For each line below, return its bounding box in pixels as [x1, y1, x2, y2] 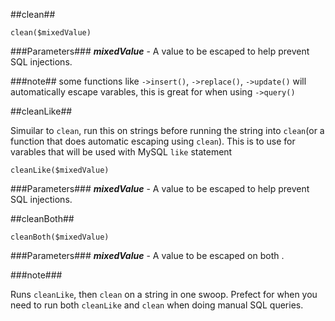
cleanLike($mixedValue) [10, 165, 110, 175]
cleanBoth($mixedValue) [10, 232, 110, 242]
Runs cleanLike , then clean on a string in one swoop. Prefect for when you [10, 289, 318, 300]
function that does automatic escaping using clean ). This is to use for [10, 135, 296, 147]
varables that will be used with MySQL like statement [10, 146, 233, 158]
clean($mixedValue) [10, 28, 92, 38]
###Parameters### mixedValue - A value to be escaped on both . [10, 250, 285, 261]
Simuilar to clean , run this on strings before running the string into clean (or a [10, 125, 325, 136]
